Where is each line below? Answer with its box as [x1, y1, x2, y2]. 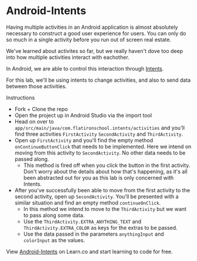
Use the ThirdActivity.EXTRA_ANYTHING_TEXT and [23, 217, 142, 225]
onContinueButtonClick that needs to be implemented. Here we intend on [14, 143, 192, 150]
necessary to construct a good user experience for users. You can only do [6, 29, 186, 36]
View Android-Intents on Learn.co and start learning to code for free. [6, 248, 173, 255]
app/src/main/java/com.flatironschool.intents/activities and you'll [14, 124, 185, 131]
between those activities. [6, 82, 67, 89]
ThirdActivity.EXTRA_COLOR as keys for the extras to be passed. [23, 224, 178, 231]
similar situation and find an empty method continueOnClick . [14, 199, 161, 206]
